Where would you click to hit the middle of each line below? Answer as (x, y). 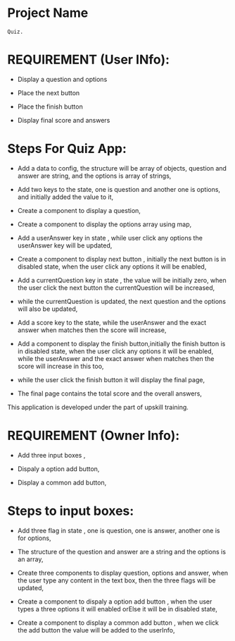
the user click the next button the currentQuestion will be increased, (116, 288)
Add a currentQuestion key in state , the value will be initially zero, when (122, 280)
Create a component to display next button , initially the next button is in (122, 259)
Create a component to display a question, (79, 210)
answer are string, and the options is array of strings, (94, 176)
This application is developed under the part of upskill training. (98, 407)
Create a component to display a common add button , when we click (118, 623)
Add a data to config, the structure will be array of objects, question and (122, 168)
